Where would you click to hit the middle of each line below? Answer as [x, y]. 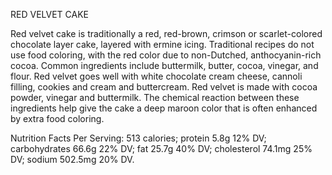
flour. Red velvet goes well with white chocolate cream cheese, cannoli [156, 76]
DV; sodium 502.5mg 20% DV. [72, 159]
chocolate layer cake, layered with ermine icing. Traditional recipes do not [162, 44]
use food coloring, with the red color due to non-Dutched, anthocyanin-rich [166, 55]
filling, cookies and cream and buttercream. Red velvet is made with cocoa [164, 87]
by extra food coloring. [57, 118]
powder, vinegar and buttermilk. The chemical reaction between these [155, 97]
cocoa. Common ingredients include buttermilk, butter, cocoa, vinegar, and [164, 65]
